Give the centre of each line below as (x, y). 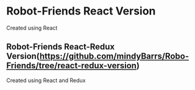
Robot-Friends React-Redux (61, 47)
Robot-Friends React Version (81, 11)
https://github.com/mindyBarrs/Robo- (114, 56)
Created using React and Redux (46, 80)
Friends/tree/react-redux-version (72, 66)
